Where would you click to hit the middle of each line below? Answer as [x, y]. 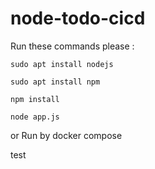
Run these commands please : [72, 46]
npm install [35, 99]
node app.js [35, 117]
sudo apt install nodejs [62, 64]
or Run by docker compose [66, 135]
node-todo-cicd [78, 18]
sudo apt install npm [55, 82]
